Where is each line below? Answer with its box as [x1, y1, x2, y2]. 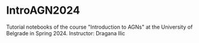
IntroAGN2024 [6, 4, 81, 17]
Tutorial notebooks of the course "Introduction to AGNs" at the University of [6, 23, 193, 30]
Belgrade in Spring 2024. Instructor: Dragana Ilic [6, 29, 125, 36]
